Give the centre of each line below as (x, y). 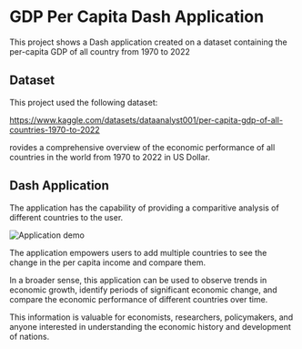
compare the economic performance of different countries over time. (139, 299)
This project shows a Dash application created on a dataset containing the (149, 42)
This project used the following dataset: (84, 102)
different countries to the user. (66, 217)
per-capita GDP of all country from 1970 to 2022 (100, 51)
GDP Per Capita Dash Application (137, 17)
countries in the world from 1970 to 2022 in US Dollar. (110, 157)
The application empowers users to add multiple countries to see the (138, 252)
